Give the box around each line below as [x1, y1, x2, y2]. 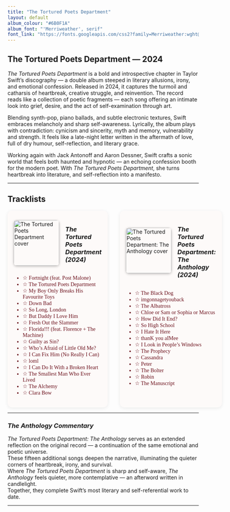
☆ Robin [134, 374, 154, 380]
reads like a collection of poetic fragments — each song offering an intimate [7, 95, 197, 103]
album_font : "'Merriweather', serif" [7, 25, 103, 32]
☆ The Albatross [134, 303, 171, 309]
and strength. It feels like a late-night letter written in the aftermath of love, [7, 133, 194, 140]
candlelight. [7, 480, 37, 488]
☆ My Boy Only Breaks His [22, 288, 83, 294]
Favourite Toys [22, 294, 55, 300]
